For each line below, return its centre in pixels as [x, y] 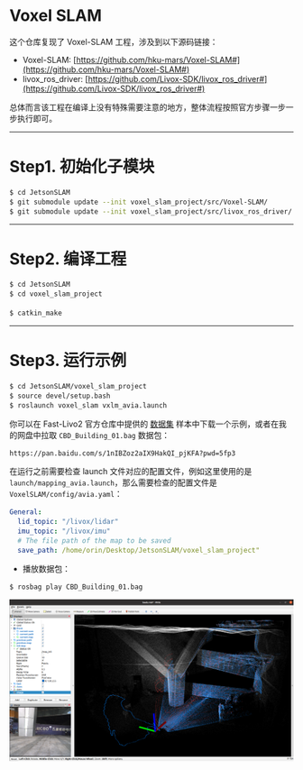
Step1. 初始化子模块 [82, 167]
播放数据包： [46, 568]
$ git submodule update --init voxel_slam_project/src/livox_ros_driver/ [151, 211]
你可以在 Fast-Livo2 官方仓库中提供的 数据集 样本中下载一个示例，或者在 [144, 424]
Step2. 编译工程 [68, 259]
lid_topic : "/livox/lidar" [68, 522]
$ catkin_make [36, 313]
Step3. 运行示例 [68, 361]
